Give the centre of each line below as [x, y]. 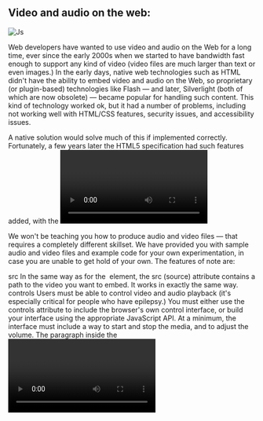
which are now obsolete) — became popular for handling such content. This [131, 97]
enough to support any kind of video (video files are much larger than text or [132, 64]
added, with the [33, 221]
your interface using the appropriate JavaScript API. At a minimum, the [122, 318]
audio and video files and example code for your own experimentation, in [126, 253]
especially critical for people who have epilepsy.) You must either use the [126, 301]
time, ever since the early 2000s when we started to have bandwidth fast [126, 55]
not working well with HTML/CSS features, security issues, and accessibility [131, 114]
